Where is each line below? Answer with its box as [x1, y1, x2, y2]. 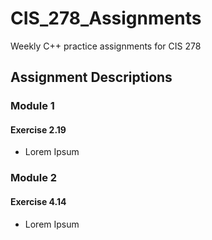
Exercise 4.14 [10, 195, 67, 207]
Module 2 [10, 171, 58, 185]
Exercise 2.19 [10, 123, 67, 136]
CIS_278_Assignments [10, 7, 202, 30]
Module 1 [10, 99, 55, 113]
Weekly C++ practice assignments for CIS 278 [10, 40, 202, 52]
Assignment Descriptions [10, 69, 173, 86]
